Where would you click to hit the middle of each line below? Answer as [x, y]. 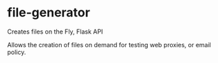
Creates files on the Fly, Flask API [55, 32]
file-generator [49, 13]
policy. [17, 52]
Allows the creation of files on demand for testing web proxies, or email [109, 45]
